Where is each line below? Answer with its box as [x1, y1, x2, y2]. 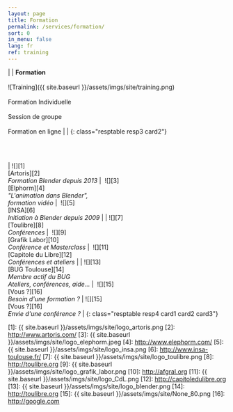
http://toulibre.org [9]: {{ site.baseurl [8, 360, 113, 368]
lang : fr [8, 42, 33, 49]
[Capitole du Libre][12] [8, 250, 72, 258]
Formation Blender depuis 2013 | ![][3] [8, 176, 120, 184]
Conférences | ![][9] [8, 228, 67, 237]
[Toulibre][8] [8, 221, 45, 229]
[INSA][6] [8, 206, 35, 214]
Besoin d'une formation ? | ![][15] [8, 294, 103, 303]
